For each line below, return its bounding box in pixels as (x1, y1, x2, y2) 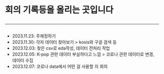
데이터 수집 (12, 57, 34, 63)
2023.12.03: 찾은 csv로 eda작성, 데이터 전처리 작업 (12, 45, 110, 51)
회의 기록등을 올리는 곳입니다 (5, 4, 114, 16)
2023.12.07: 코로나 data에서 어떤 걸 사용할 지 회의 (12, 64, 108, 70)
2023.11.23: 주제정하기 (12, 33, 56, 39)
